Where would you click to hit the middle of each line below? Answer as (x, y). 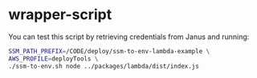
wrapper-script (60, 15)
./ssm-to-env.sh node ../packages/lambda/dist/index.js (104, 66)
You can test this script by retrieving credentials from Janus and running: (129, 37)
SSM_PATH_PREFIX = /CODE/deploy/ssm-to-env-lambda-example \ (109, 51)
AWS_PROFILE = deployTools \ (53, 58)
